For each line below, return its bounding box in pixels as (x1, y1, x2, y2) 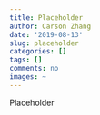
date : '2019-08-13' (9, 30, 84, 39)
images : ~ (9, 72, 47, 81)
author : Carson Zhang (9, 22, 92, 31)
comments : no (9, 64, 59, 73)
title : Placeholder (9, 13, 84, 23)
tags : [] (9, 55, 43, 64)
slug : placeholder (9, 38, 79, 48)
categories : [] (9, 47, 67, 56)
